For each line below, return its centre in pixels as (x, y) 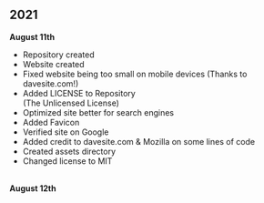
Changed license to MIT (67, 161)
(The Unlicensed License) (71, 103)
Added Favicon (51, 122)
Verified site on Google (66, 132)
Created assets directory (69, 151)
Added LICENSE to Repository (79, 93)
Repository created (59, 55)
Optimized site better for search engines (98, 112)
